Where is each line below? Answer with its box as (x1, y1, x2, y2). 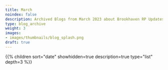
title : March (5, 7, 32, 12)
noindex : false (5, 12, 37, 17)
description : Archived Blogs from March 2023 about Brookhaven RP (5, 16, 146, 21)
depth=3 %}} (5, 58, 32, 65)
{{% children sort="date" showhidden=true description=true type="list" (5, 53, 153, 59)
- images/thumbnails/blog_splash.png (5, 35, 84, 40)
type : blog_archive (5, 21, 46, 26)
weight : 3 (5, 26, 26, 31)
